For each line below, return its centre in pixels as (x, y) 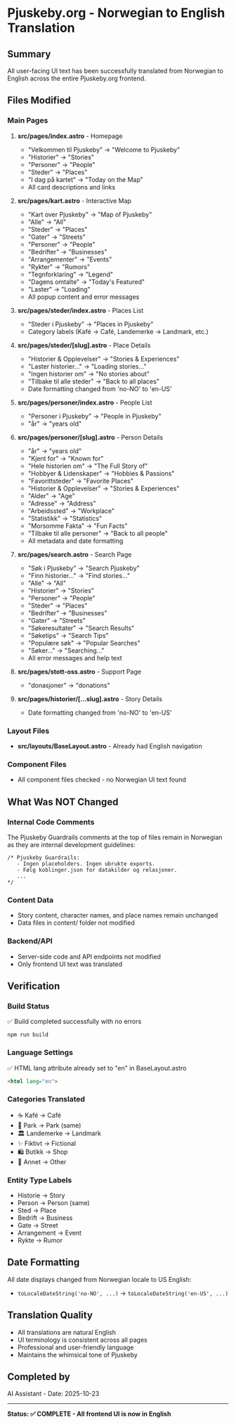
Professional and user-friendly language (76, 1347)
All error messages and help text (75, 658)
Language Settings (40, 1053)
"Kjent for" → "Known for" (66, 458)
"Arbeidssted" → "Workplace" (71, 511)
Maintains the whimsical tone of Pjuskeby (78, 1355)
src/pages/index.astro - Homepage (70, 136)
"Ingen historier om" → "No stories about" (88, 374)
